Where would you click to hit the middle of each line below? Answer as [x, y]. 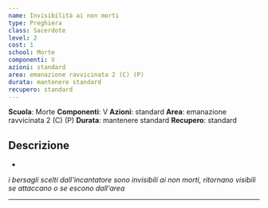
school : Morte [32, 52]
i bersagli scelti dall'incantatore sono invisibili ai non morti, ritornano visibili [132, 180]
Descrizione [39, 145]
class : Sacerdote [37, 30]
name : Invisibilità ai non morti [64, 15]
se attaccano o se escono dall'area [67, 188]
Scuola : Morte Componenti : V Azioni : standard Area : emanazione [118, 112]
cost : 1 [21, 45]
